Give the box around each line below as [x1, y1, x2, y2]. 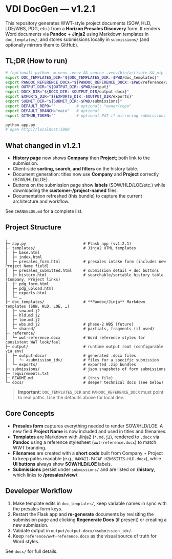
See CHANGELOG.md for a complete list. [5, 208, 83, 214]
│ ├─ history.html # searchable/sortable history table [5, 272, 164, 277]
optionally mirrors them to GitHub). [5, 41, 78, 48]
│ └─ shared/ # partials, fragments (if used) [5, 326, 155, 331]
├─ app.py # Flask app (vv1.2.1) [5, 241, 132, 246]
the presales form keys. [12, 505, 63, 512]
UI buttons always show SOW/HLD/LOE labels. [12, 461, 112, 467]
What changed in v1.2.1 [5, 141, 81, 150]
